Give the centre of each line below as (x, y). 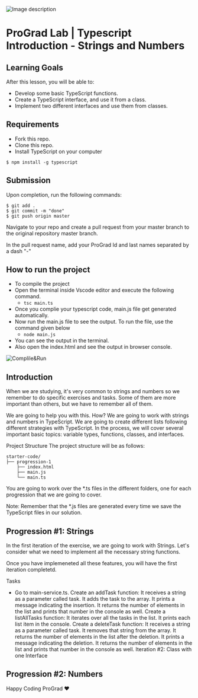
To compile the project (42, 284)
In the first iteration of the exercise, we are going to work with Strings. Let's (98, 546)
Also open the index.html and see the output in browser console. (93, 347)
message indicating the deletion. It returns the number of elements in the (103, 643)
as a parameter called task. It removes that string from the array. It (95, 630)
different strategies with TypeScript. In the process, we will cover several (95, 428)
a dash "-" (19, 251)
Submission (29, 181)
